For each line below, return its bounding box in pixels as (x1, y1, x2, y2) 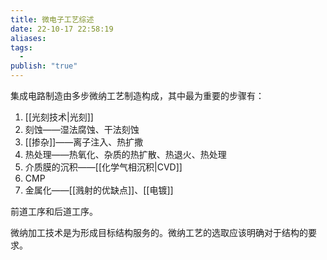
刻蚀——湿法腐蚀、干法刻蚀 (24, 124, 140, 135)
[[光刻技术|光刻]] (24, 111, 94, 123)
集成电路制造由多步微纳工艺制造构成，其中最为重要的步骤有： (10, 90, 265, 101)
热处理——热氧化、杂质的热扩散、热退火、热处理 (24, 149, 227, 160)
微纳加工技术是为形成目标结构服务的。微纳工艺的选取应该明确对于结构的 (10, 227, 308, 238)
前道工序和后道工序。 (10, 206, 98, 217)
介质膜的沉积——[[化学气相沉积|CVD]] (24, 161, 183, 173)
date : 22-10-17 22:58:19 (10, 24, 114, 34)
